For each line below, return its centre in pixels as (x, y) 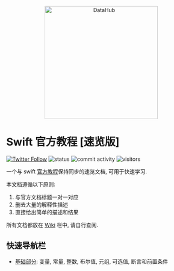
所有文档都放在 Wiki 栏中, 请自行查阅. (52, 225)
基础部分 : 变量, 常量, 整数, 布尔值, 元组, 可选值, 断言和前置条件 (92, 261)
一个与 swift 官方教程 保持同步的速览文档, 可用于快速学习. (77, 171)
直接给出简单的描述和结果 (47, 212)
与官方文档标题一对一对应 (47, 197)
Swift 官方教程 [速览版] (63, 142)
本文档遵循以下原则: (31, 184)
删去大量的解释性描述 (41, 204)
